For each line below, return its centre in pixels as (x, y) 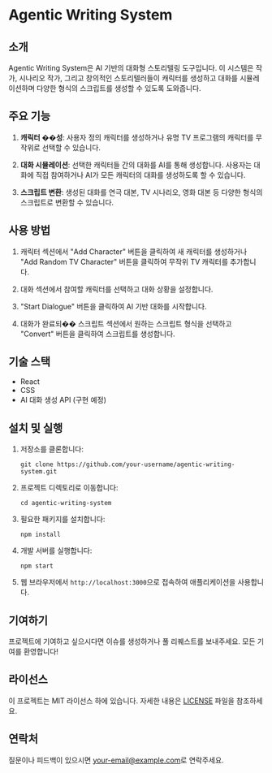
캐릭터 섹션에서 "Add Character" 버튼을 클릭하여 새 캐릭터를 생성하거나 (134, 251)
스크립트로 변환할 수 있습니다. (67, 202)
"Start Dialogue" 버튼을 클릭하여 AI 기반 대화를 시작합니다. (113, 306)
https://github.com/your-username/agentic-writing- (146, 464)
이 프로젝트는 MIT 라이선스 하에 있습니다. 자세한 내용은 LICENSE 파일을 (122, 701)
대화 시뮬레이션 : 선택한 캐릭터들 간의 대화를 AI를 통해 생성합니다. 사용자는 (136, 165)
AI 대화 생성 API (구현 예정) (63, 400)
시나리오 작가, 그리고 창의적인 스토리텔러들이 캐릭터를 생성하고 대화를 (128, 78)
